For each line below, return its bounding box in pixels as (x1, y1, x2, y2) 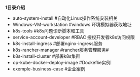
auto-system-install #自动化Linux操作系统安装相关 (12, 15, 118, 21)
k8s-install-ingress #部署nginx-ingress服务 (12, 41, 103, 47)
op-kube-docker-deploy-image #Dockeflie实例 (12, 60, 111, 65)
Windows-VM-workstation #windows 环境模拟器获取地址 (12, 22, 132, 27)
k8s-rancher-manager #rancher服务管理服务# (12, 47, 109, 53)
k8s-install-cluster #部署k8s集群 (12, 53, 81, 59)
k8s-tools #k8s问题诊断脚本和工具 (12, 28, 85, 34)
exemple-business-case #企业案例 (12, 66, 85, 72)
